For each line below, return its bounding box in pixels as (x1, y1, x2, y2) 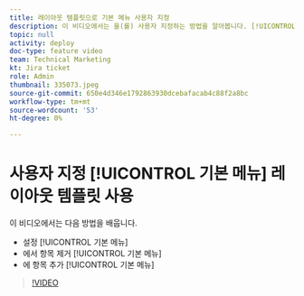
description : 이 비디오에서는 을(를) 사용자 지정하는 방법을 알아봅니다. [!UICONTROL (9, 22, 296, 31)
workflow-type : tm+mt (9, 97, 91, 106)
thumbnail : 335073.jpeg (9, 80, 100, 89)
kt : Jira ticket (9, 64, 71, 73)
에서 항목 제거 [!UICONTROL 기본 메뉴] (22, 248, 162, 259)
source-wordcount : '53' (9, 106, 100, 115)
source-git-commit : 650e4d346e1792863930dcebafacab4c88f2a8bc (9, 88, 249, 97)
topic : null (9, 30, 54, 39)
